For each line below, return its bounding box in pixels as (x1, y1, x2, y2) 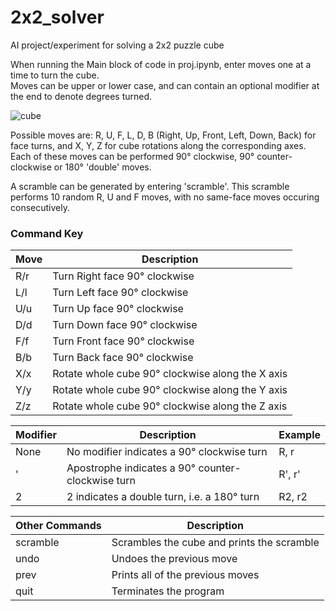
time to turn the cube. (10, 69, 100, 81)
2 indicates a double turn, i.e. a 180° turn (66, 490, 260, 504)
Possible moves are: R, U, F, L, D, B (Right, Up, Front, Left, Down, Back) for (10, 129, 317, 141)
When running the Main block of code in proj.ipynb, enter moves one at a (10, 58, 312, 70)
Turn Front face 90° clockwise (52, 334, 195, 348)
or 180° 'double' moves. (53, 161, 152, 173)
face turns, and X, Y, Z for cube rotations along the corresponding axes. (10, 139, 307, 151)
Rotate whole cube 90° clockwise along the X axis (52, 367, 288, 381)
